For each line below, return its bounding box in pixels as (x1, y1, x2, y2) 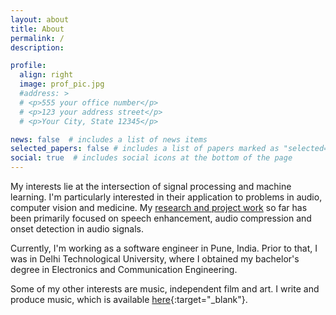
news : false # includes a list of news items (10, 134, 208, 145)
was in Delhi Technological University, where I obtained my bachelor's (10, 253, 300, 265)
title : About (10, 24, 65, 34)
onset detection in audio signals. (10, 223, 144, 235)
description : (10, 42, 65, 53)
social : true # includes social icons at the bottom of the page (10, 153, 293, 163)
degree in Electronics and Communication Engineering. (10, 264, 238, 275)
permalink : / (10, 33, 65, 43)
